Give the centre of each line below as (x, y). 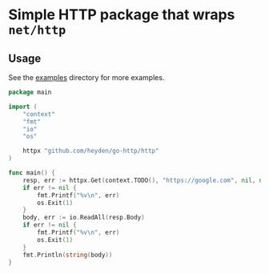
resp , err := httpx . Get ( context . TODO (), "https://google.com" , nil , (139, 180)
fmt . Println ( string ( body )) (68, 255)
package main (30, 92)
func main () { (32, 173)
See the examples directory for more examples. (86, 77)
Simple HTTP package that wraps (122, 15)
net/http (37, 30)
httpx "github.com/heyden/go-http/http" (91, 151)
